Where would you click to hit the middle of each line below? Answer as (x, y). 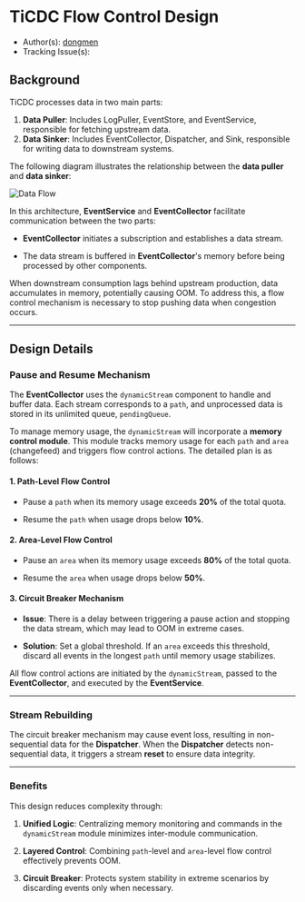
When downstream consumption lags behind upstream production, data (144, 282)
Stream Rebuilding (51, 715)
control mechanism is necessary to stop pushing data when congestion (143, 302)
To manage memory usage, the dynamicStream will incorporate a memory (146, 431)
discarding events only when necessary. (98, 887)
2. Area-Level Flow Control (61, 540)
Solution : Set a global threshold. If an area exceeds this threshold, (146, 646)
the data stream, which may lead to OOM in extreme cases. (133, 629)
